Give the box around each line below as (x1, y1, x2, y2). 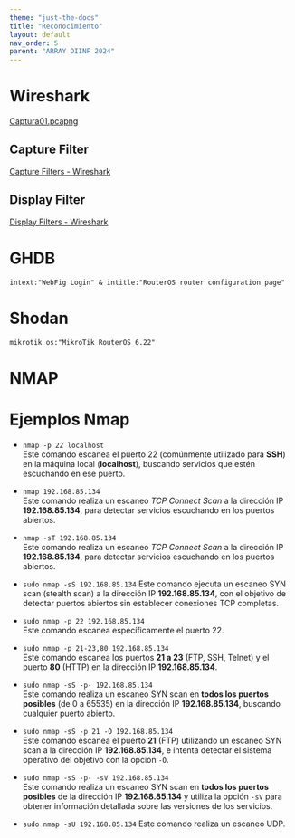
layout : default (9, 30, 71, 39)
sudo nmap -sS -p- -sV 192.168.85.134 (22, 773, 169, 783)
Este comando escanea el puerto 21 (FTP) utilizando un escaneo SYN (22, 735, 282, 746)
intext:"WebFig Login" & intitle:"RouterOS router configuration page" (9, 278, 285, 287)
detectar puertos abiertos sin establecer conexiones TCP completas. (22, 597, 279, 608)
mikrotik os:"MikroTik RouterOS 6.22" (9, 338, 156, 347)
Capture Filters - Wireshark (9, 166, 111, 176)
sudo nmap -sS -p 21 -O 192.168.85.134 (22, 727, 174, 736)
